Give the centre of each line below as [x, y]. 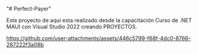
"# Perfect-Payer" [29, 9]
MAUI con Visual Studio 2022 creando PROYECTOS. [72, 27]
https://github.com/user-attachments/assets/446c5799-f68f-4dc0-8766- [99, 38]
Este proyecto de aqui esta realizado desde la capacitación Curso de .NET [99, 20]
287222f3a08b [25, 45]
